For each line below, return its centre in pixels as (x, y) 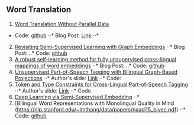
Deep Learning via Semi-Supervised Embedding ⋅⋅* (77, 97)
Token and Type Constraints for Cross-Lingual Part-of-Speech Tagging (101, 84)
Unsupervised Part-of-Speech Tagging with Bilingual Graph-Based (96, 72)
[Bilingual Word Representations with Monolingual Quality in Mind (94, 103)
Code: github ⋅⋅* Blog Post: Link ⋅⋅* (57, 35)
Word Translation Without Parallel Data (62, 24)
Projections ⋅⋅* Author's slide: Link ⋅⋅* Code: (68, 78)
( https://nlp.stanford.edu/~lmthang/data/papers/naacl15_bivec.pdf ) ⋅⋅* (100, 109)
